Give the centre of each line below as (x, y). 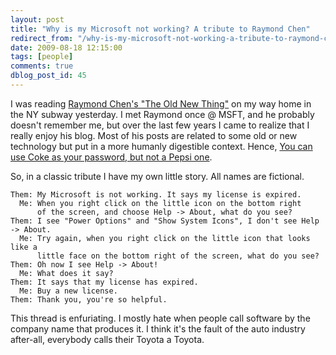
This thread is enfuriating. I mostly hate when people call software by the (160, 318)
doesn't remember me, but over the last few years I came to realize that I (160, 125)
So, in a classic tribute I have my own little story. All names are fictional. (157, 176)
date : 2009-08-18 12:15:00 (66, 47)
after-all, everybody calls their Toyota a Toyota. (107, 339)
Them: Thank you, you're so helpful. (89, 299)
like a (24, 247)
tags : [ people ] (42, 57)
